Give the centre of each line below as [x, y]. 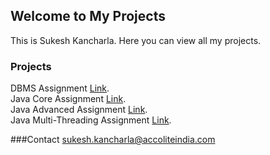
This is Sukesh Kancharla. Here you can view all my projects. [136, 40]
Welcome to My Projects [88, 16]
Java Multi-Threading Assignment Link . [91, 120]
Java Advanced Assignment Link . [79, 110]
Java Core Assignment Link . [68, 99]
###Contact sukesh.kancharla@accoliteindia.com [113, 140]
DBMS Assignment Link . [60, 88]
